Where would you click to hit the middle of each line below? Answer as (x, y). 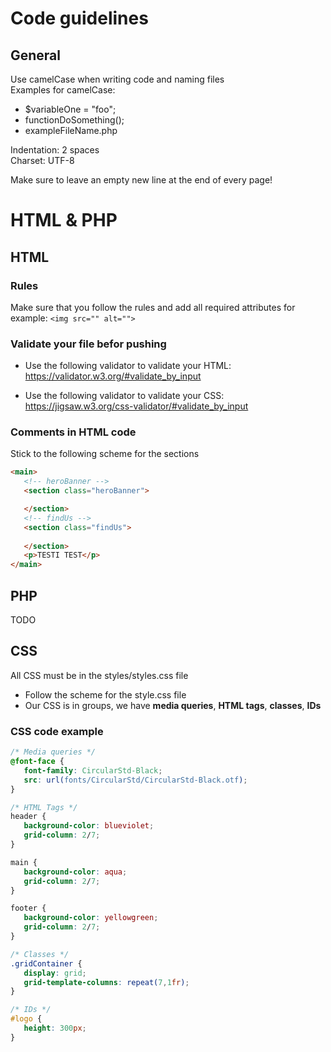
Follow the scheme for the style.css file (105, 694)
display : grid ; (55, 973)
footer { (28, 908)
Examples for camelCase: (63, 90)
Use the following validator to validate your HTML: (128, 366)
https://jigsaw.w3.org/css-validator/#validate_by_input (136, 406)
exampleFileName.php (71, 130)
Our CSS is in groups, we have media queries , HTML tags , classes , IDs (173, 705)
